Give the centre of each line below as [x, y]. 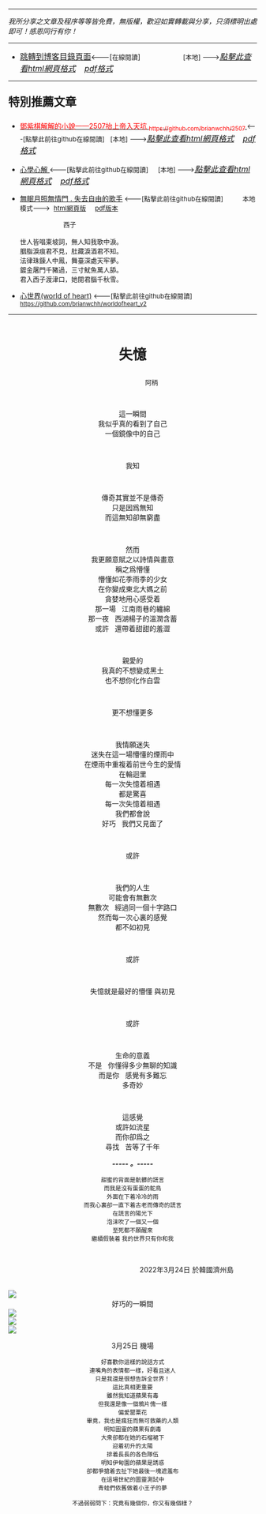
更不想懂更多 [133, 712]
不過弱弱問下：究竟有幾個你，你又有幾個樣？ [133, 1503]
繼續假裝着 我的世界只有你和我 [133, 1238]
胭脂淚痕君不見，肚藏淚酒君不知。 [71, 251]
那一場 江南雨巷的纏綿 [133, 608]
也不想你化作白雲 [133, 680]
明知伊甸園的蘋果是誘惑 [133, 1463]
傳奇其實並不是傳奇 [133, 498]
